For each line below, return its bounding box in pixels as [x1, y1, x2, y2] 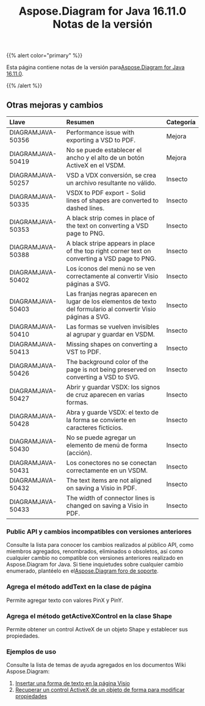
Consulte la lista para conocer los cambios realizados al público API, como [6, 541, 194, 549]
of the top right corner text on [66, 247, 151, 255]
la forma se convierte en [66, 416, 136, 424]
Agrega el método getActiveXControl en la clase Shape [6, 612, 172, 620]
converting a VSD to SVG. [66, 373, 140, 381]
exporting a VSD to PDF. [66, 136, 136, 144]
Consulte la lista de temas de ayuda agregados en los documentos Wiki [6, 661, 186, 669]
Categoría [166, 118, 196, 126]
